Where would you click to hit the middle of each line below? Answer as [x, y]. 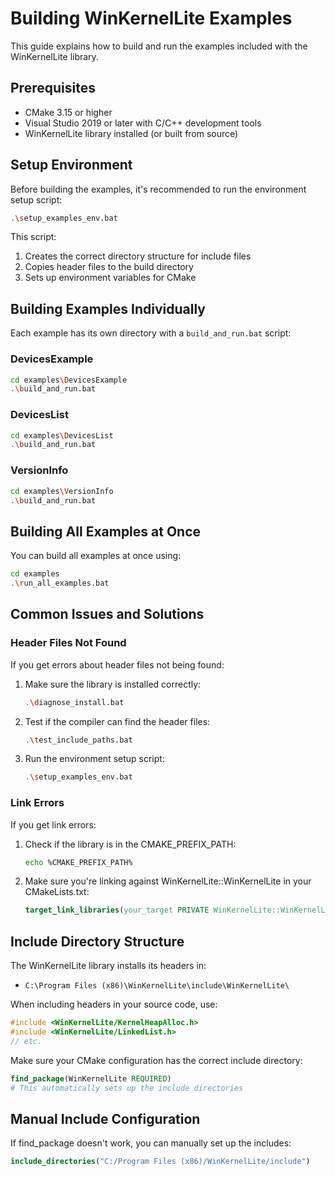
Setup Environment [71, 165]
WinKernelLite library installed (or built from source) [131, 133]
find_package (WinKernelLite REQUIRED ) [91, 1078]
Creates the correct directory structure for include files [138, 256]
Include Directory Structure [97, 941]
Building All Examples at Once [106, 531]
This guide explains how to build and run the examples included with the [159, 46]
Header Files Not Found [68, 643]
